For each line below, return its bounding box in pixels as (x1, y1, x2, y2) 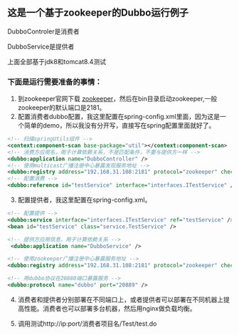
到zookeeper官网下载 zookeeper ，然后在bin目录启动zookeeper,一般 (17, 95, 218, 103)
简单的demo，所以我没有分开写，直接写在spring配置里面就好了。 (23, 121, 216, 130)
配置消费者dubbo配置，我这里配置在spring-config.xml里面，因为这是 (17, 113, 221, 121)
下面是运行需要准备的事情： (7, 77, 102, 87)
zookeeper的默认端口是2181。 (17, 103, 106, 112)
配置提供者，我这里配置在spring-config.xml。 (17, 195, 152, 205)
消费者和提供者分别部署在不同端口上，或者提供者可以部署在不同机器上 (17, 295, 224, 304)
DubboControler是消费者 (7, 27, 80, 36)
